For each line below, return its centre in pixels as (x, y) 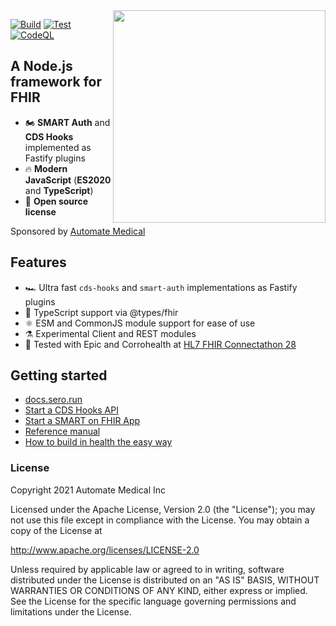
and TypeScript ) (59, 190)
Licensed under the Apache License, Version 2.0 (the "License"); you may (163, 509)
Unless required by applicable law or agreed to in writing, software (147, 569)
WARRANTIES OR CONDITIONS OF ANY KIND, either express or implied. (159, 590)
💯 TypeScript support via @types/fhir (101, 312)
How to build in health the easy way (98, 442)
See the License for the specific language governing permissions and (153, 601)
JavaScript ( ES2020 (68, 180)
